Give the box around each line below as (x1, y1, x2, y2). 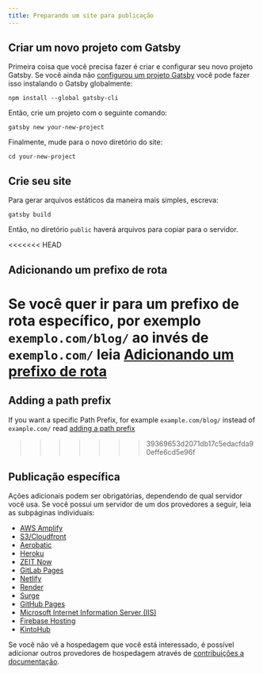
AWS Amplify (19, 523, 63, 533)
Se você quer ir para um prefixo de (8, 295, 239, 313)
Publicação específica (8, 470, 120, 484)
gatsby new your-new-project (8, 124, 105, 132)
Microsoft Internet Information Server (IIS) (19, 608, 157, 618)
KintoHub (19, 625, 51, 634)
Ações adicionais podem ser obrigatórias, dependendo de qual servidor (8, 491, 243, 501)
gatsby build (8, 211, 51, 219)
